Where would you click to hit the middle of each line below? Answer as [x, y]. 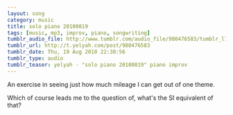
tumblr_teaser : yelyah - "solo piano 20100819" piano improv [97, 65]
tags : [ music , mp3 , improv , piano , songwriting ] [79, 33]
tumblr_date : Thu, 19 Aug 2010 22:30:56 [67, 52]
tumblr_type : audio [35, 59]
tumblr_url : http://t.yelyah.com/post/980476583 [79, 45]
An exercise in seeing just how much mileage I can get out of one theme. [111, 84]
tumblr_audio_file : [35, 39]
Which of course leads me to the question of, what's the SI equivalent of [110, 98]
